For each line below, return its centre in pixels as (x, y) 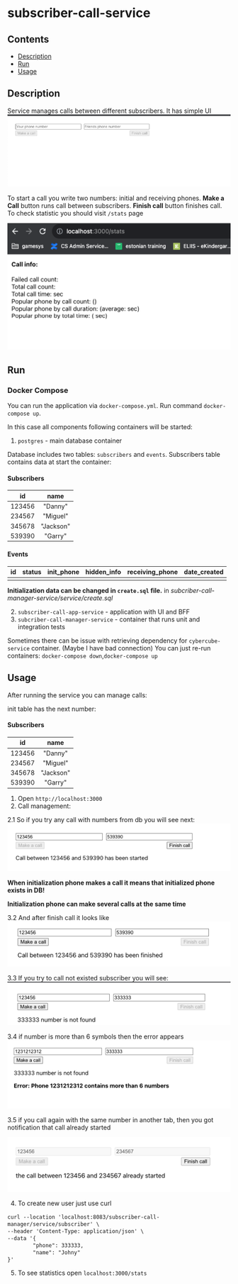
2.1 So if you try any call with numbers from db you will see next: (101, 819)
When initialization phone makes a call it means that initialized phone (111, 883)
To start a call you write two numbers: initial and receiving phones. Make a (116, 198)
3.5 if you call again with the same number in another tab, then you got (110, 1119)
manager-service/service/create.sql (60, 598)
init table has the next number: (52, 709)
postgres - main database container (70, 441)
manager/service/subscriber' (50, 1224)
